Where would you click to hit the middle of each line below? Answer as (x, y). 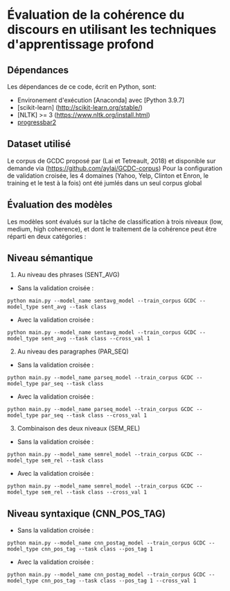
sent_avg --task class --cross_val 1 (96, 339)
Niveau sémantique (50, 258)
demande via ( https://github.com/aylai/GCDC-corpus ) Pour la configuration (115, 168)
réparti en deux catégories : (47, 236)
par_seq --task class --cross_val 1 (94, 416)
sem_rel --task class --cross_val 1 (94, 492)
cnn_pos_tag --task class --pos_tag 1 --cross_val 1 (119, 581)
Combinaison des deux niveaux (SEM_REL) (79, 428)
